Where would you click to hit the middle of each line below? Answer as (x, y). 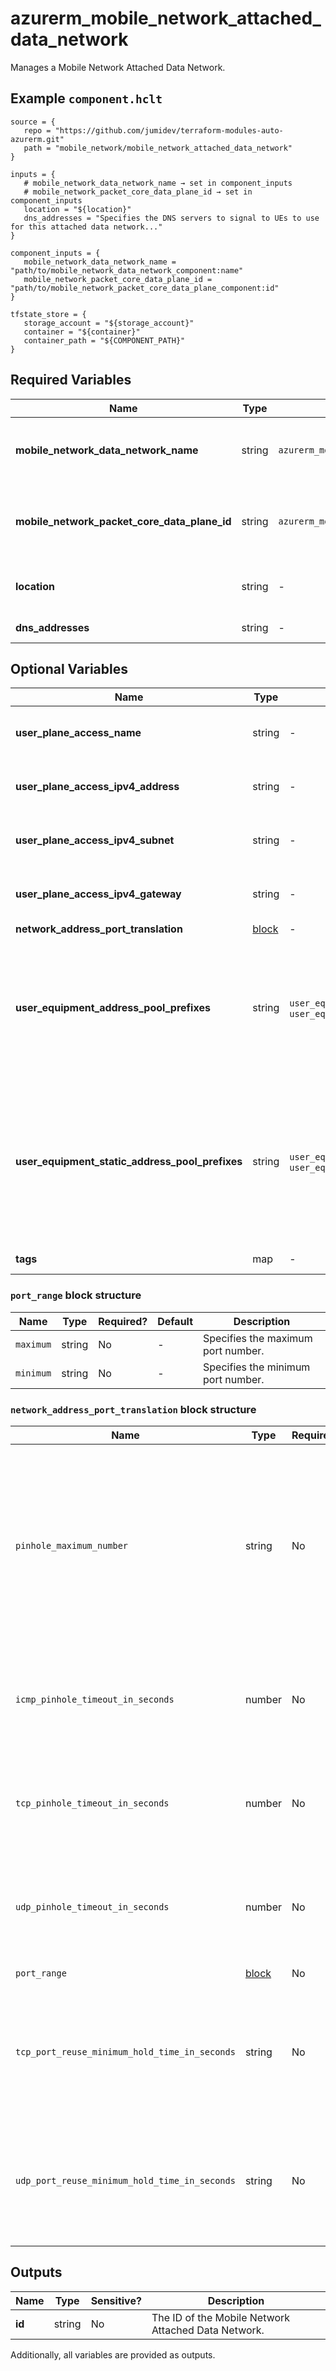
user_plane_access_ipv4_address (97, 787)
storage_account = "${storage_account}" (109, 323)
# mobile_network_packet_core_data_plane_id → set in (138, 192)
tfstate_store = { (48, 314)
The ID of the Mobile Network (221, 2317)
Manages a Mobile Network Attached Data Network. (118, 67)
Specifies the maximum (258, 1338)
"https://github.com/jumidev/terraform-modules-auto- (169, 130)
